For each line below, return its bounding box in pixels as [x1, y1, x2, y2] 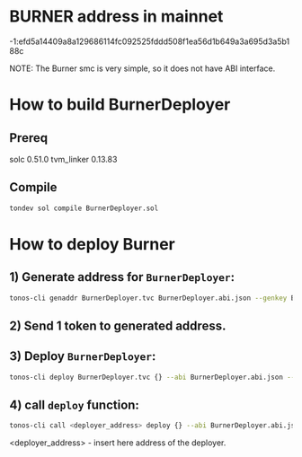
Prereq [9, 130, 48, 145]
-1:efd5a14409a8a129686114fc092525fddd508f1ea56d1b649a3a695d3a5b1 [9, 36, 290, 47]
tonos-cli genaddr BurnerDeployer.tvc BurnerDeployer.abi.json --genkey [9, 294, 288, 303]
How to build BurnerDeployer [9, 94, 231, 115]
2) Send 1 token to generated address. [9, 318, 226, 333]
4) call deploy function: [9, 397, 139, 412]
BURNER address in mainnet [9, 6, 224, 27]
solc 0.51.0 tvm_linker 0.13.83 [9, 154, 118, 164]
